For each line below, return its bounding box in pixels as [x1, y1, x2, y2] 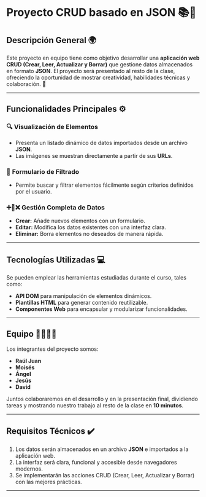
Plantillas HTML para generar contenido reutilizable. [15, 299, 148, 307]
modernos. [15, 465, 43, 472]
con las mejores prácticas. [15, 478, 82, 485]
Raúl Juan [15, 357, 42, 364]
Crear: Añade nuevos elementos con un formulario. [15, 217, 145, 225]
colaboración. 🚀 [6, 80, 46, 87]
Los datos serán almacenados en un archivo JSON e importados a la [15, 445, 189, 453]
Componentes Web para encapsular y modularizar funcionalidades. [15, 305, 188, 313]
